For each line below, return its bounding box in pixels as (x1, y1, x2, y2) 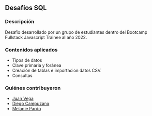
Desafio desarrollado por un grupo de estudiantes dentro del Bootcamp (5, 29, 148, 35)
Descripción (5, 18, 35, 25)
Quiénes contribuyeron (5, 84, 61, 91)
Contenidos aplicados (5, 46, 58, 53)
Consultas (12, 72, 32, 78)
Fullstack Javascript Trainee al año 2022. (5, 34, 87, 40)
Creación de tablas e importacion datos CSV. (12, 67, 102, 73)
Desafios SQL (5, 4, 47, 12)
